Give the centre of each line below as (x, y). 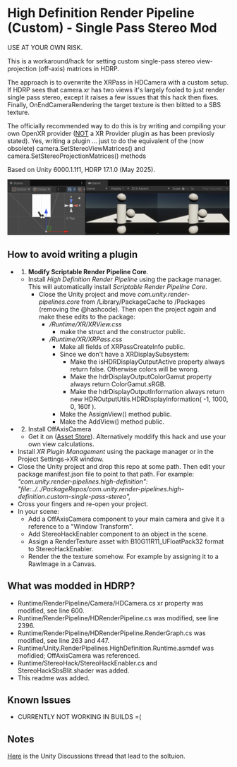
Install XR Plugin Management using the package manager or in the (115, 451)
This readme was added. (54, 677)
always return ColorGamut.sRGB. (118, 384)
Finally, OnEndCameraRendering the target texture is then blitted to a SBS (114, 104)
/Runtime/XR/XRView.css (85, 324)
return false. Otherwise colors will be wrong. (135, 369)
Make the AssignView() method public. (116, 414)
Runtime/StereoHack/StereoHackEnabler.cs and (87, 663)
